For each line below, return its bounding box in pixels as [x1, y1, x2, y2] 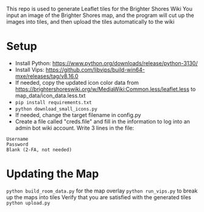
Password [6, 141, 29, 147]
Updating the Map [6, 167, 99, 181]
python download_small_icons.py [15, 106, 97, 112]
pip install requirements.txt [15, 99, 93, 105]
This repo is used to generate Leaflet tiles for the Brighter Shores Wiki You [6, 5, 193, 12]
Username [6, 136, 29, 142]
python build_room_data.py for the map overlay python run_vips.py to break [6, 187, 198, 194]
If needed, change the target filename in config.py [15, 111, 141, 118]
